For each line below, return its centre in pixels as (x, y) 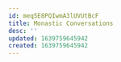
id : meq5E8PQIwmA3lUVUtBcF (54, 16)
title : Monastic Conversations (61, 23)
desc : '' (23, 31)
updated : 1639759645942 (48, 38)
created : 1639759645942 (48, 46)
